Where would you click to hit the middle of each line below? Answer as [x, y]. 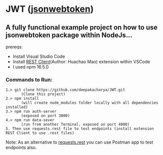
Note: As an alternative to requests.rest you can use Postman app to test [80, 142]
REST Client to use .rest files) [40, 133]
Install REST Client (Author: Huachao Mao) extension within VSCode [81, 62]
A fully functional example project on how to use [81, 27]
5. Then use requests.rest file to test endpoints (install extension [80, 129]
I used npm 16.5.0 [31, 67]
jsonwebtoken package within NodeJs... [69, 35]
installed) [17, 107]
